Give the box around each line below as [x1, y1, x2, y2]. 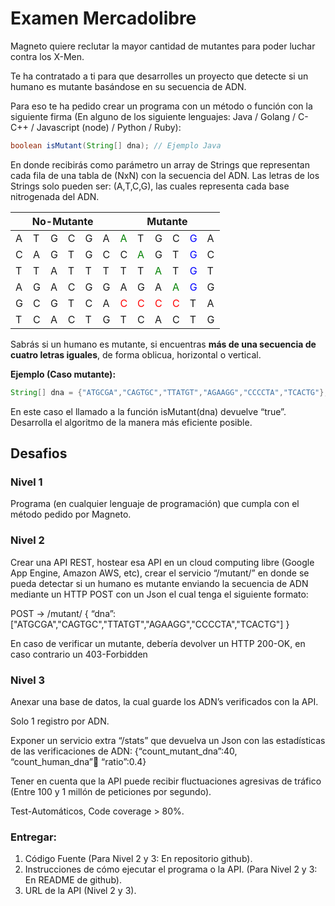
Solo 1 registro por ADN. [10, 715, 110, 727]
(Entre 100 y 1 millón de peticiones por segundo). [10, 785, 212, 797]
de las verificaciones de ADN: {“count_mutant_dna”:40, [10, 745, 238, 757]
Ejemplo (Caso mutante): [10, 368, 117, 380]
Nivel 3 [10, 673, 46, 687]
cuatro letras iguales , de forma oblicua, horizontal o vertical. [10, 348, 262, 361]
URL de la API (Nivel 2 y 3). [24, 885, 137, 897]
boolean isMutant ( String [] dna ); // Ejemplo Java [10, 140, 222, 151]
